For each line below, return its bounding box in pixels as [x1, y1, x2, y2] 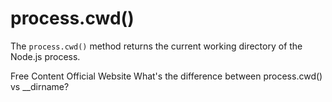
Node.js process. [10, 50, 81, 62]
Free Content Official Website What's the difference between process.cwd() [10, 70, 323, 82]
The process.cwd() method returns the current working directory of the [10, 40, 303, 52]
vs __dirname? [10, 80, 70, 92]
